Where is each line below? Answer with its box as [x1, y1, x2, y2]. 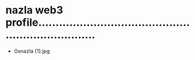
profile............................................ [5, 16, 190, 29]
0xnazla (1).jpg [14, 47, 50, 54]
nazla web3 [5, 3, 64, 17]
